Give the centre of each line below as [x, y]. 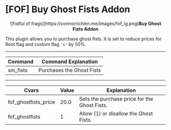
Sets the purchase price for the [116, 99]
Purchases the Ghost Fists [70, 70]
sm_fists [18, 70]
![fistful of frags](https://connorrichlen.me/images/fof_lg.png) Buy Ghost [85, 23]
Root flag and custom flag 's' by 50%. [46, 44]
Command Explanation [70, 61]
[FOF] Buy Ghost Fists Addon [68, 9]
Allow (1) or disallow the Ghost [116, 113]
